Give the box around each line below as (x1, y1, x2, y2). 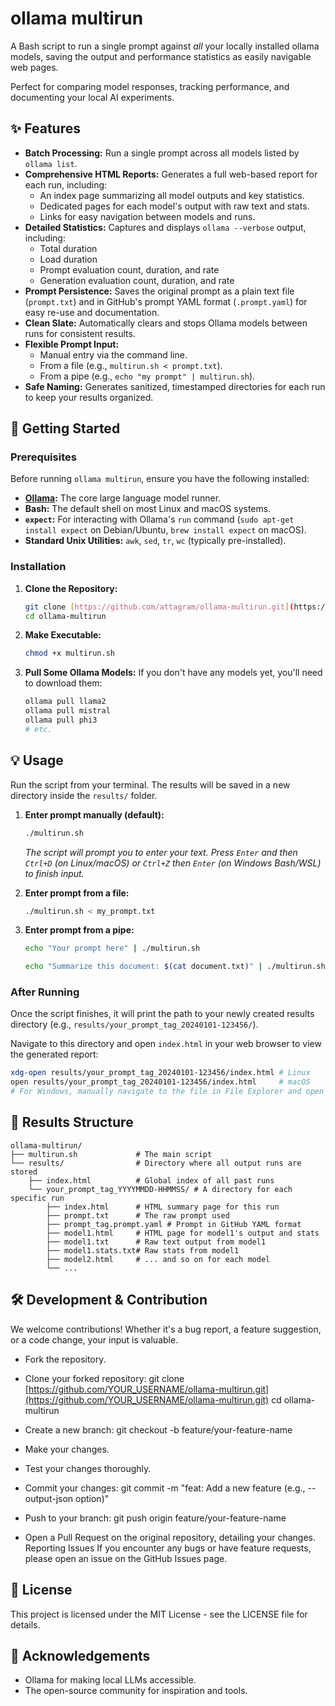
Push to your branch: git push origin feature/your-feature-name (24, 1512, 287, 1524)
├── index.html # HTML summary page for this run (46, 1202, 280, 1212)
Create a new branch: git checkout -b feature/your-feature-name (24, 1423, 293, 1436)
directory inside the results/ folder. (10, 789, 158, 801)
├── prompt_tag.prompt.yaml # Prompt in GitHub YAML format (46, 1219, 302, 1229)
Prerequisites (10, 450, 77, 464)
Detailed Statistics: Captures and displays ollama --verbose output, (24, 221, 307, 233)
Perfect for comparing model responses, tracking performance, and (10, 80, 290, 92)
